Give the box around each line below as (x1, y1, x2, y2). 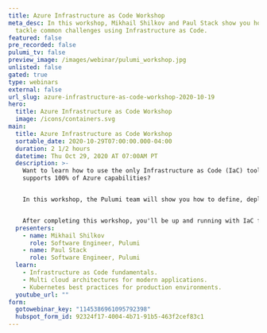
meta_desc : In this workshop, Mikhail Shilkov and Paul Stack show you (8, 19, 250, 27)
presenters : (15, 224, 56, 232)
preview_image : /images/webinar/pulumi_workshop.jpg (8, 56, 187, 64)
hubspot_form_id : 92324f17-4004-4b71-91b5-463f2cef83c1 (15, 313, 204, 321)
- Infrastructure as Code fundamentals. (22, 269, 158, 277)
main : (8, 122, 26, 130)
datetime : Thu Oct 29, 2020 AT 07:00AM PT (15, 152, 158, 160)
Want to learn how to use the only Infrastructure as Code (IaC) (22, 167, 244, 175)
